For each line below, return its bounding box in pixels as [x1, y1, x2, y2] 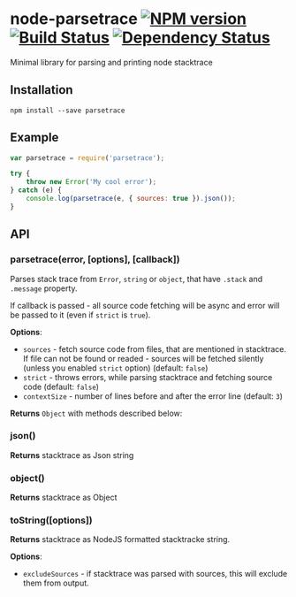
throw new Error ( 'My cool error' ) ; [26, 178, 157, 187]
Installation [10, 82, 73, 97]
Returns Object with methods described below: [10, 408, 183, 418]
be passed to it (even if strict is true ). [10, 310, 151, 320]
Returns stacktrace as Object [10, 492, 118, 503]
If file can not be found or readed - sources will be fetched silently [22, 353, 264, 364]
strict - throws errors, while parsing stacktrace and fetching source [22, 371, 273, 382]
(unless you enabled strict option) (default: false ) [22, 363, 209, 373]
